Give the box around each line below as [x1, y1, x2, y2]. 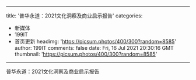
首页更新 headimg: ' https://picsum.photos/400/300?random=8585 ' [14, 38, 177, 45]
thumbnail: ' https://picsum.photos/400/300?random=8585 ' [14, 50, 157, 57]
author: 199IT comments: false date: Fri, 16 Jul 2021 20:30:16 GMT [14, 45, 174, 51]
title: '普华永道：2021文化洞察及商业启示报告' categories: [6, 12, 143, 19]
